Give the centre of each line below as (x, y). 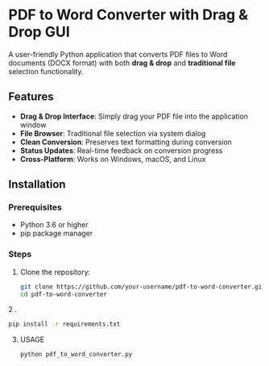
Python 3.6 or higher (54, 225)
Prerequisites (35, 207)
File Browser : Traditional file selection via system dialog (113, 133)
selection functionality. (46, 71)
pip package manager (56, 233)
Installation (37, 184)
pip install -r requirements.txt (64, 324)
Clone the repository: (55, 272)
